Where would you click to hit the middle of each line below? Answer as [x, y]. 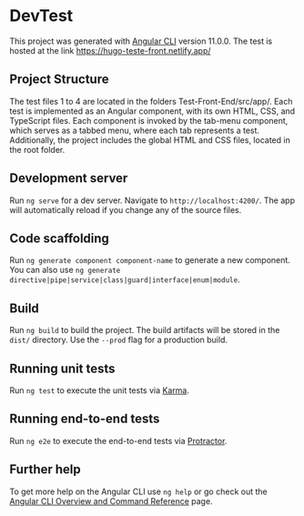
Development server [69, 178]
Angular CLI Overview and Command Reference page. [111, 501]
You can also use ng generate [65, 270]
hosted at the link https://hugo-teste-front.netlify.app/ [110, 50]
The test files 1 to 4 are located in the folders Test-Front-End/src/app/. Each [151, 101]
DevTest [41, 16]
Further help [46, 470]
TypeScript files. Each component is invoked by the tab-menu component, [149, 120]
